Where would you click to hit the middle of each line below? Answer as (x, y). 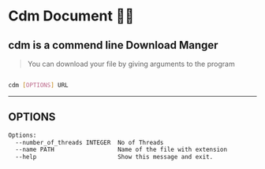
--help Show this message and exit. (114, 157)
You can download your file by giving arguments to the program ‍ (132, 64)
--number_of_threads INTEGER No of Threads (90, 142)
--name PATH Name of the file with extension (121, 150)
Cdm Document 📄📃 (71, 16)
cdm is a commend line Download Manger (113, 45)
